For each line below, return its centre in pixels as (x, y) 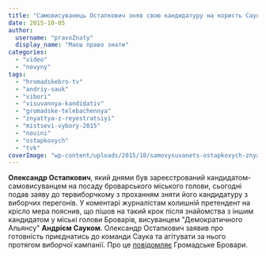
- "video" (31, 60)
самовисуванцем (38, 186)
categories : (28, 52)
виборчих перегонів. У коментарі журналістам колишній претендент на (129, 203)
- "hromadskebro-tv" (49, 81)
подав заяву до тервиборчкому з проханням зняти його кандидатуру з (128, 195)
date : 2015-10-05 (37, 23)
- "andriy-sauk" (42, 89)
